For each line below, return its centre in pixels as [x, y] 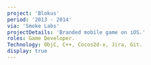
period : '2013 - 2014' [39, 20]
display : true [27, 51]
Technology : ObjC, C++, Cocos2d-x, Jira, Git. [75, 45]
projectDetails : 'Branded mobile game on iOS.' [77, 32]
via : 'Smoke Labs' [33, 26]
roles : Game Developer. [41, 39]
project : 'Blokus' [33, 13]
